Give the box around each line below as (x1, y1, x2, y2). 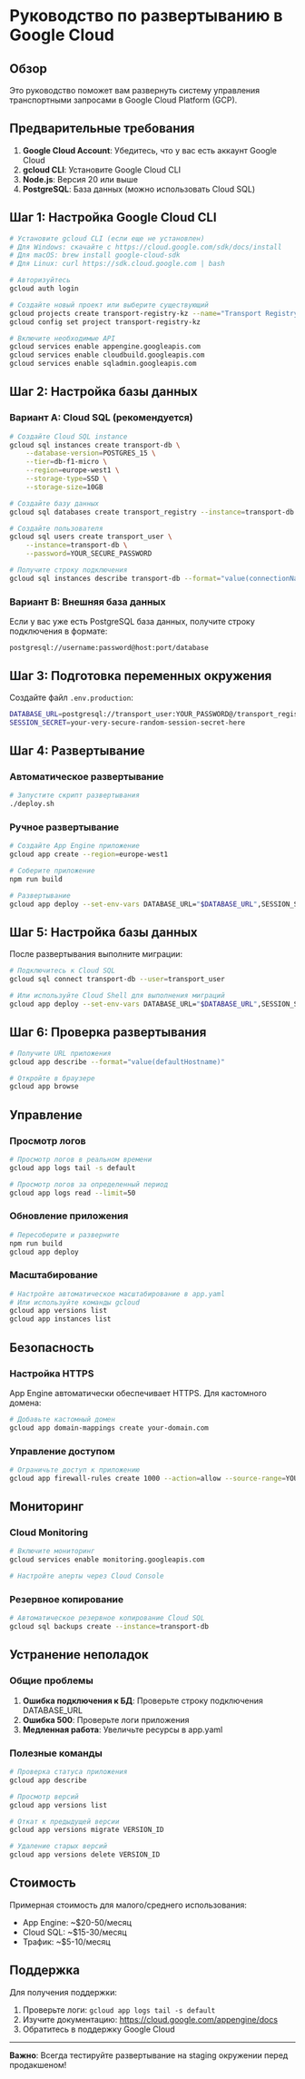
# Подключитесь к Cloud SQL (9, 966, 116, 976)
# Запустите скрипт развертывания (9, 791, 141, 800)
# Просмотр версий (9, 1792, 79, 1801)
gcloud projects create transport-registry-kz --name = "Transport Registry (9, 309, 299, 318)
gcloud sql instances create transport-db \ (9, 440, 181, 449)
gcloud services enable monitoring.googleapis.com (9, 1555, 205, 1564)
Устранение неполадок (9, 1647, 150, 1662)
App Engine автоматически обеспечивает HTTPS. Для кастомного (9, 1387, 268, 1398)
